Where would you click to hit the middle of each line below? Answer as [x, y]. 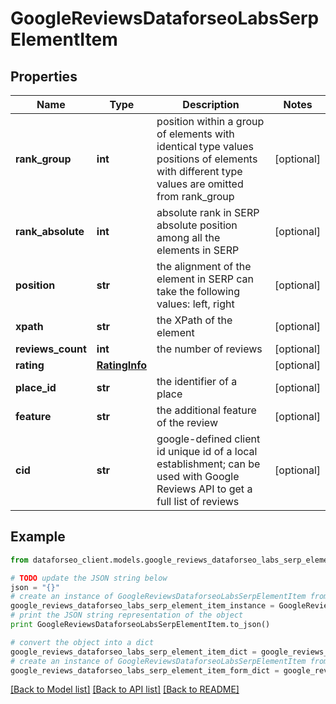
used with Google [198, 476]
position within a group [210, 121]
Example [38, 537]
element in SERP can [205, 279]
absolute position [197, 225]
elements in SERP [198, 250]
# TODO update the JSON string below [89, 578]
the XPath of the [194, 320]
